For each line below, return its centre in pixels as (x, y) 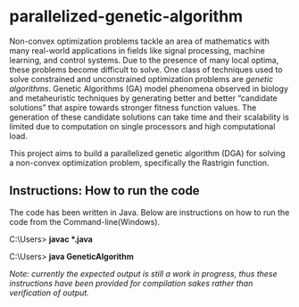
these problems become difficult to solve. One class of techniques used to (146, 70)
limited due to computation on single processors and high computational (142, 126)
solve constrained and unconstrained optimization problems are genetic (141, 79)
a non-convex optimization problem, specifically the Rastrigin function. (139, 162)
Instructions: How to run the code (104, 191)
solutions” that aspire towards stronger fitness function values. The (133, 107)
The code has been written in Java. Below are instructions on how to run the (149, 212)
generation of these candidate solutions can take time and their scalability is (149, 117)
